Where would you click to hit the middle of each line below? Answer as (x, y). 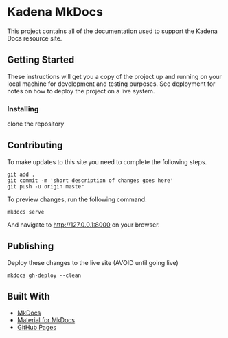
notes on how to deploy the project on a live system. (81, 91)
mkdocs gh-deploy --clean (44, 275)
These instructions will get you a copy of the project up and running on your (114, 76)
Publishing (31, 246)
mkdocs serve (26, 212)
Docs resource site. (35, 38)
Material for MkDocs (46, 320)
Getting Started (41, 60)
